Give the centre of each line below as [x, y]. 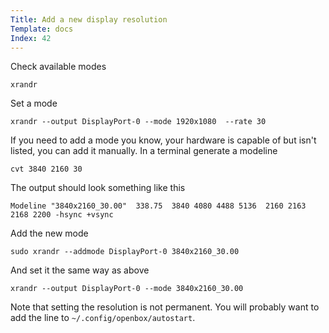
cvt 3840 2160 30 [46, 169]
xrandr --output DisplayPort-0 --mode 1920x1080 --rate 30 [138, 122]
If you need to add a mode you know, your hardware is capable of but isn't [163, 140]
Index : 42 [31, 38]
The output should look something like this [98, 188]
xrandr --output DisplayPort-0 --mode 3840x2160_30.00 [127, 289]
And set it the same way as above [80, 270]
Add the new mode [49, 233]
